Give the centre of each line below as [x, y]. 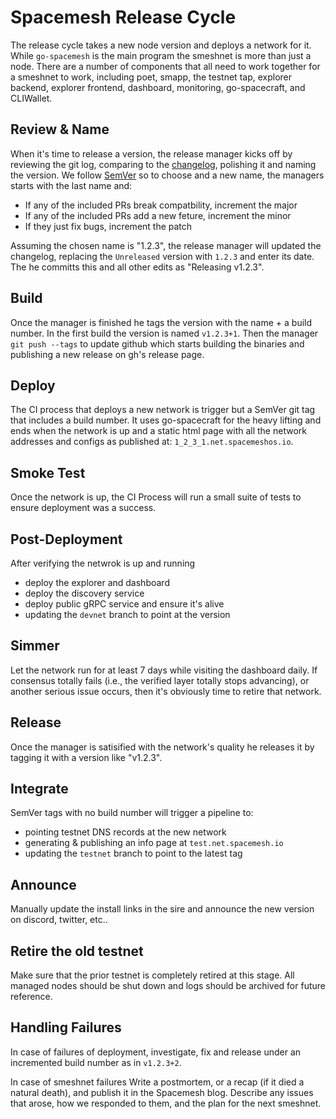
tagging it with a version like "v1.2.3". [86, 757]
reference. [31, 997]
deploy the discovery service [84, 593]
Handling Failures [66, 1027]
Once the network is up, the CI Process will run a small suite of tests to [156, 497]
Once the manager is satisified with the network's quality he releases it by [162, 747]
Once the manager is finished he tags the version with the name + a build [161, 322]
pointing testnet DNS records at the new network [125, 832]
